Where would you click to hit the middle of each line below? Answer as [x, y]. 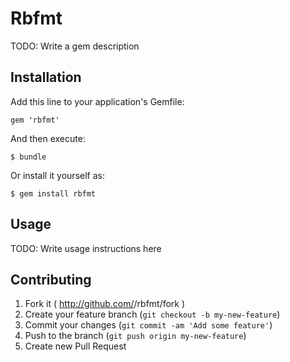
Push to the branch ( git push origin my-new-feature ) [135, 336]
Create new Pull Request [75, 346]
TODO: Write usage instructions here [86, 248]
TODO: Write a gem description [75, 46]
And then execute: [48, 138]
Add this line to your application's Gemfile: [97, 101]
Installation [46, 77]
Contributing [51, 279]
